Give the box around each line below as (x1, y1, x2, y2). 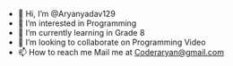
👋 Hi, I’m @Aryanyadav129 (17, 9, 116, 19)
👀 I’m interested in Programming (17, 18, 137, 29)
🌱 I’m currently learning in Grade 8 (17, 28, 145, 37)
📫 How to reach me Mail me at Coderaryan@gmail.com (17, 47, 224, 57)
